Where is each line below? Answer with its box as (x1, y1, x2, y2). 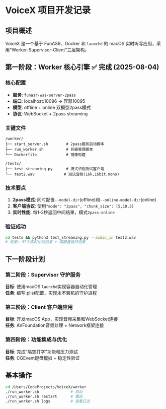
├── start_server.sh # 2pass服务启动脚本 (5, 142, 105, 147)
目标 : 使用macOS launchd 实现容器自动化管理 (5, 284, 97, 290)
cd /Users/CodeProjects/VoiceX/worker (5, 385, 87, 390)
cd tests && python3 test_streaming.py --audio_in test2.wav (5, 235, 136, 240)
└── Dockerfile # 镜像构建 (5, 152, 86, 157)
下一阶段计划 (5, 255, 45, 263)
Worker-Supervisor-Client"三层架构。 (12, 47, 90, 53)
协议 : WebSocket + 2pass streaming (12, 110, 88, 116)
